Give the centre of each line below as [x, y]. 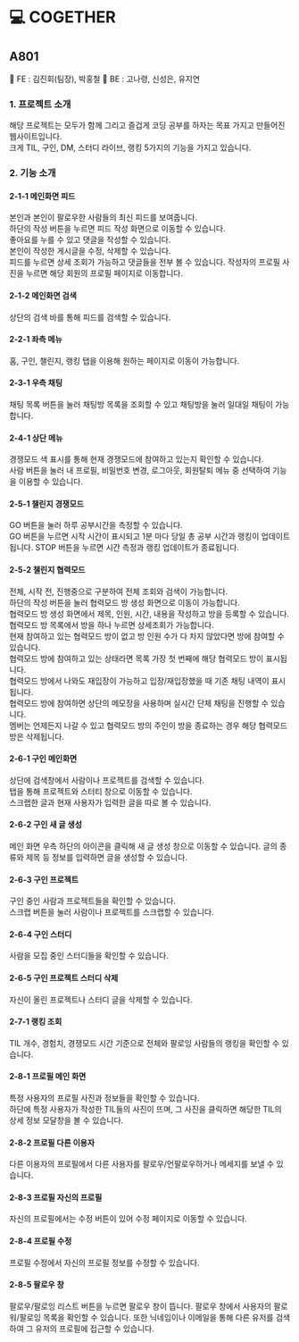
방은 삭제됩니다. [37, 736]
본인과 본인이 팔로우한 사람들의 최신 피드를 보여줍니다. [104, 218]
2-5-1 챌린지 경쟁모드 [47, 503]
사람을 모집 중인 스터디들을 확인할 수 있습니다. [89, 956]
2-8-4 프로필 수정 [41, 1241]
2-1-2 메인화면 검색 [43, 296]
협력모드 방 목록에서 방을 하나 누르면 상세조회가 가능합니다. [112, 625]
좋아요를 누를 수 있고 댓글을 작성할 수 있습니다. [90, 240]
